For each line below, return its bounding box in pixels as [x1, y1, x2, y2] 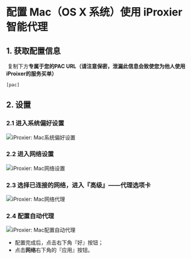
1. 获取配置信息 [6, 46, 61, 56]
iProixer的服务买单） [6, 70, 58, 77]
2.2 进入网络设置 [6, 150, 55, 158]
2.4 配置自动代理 [6, 212, 55, 220]
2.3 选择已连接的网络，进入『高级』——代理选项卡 [6, 181, 151, 189]
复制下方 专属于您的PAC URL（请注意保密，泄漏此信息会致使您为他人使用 [7, 63, 186, 70]
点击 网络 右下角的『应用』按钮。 [14, 247, 93, 254]
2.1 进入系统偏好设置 [6, 119, 65, 128]
